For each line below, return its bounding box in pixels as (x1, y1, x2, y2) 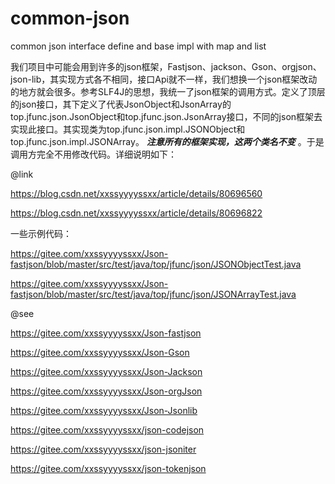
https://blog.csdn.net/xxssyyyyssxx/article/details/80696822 (10, 207, 263, 219)
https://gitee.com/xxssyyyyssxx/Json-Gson (10, 346, 190, 358)
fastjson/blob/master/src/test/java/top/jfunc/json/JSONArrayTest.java (10, 288, 297, 300)
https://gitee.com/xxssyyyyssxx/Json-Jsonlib (10, 404, 198, 416)
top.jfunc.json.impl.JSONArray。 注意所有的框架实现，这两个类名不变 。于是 (10, 135, 325, 147)
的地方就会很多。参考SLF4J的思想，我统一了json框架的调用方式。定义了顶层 (10, 85, 326, 97)
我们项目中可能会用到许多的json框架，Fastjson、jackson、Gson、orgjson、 (10, 60, 322, 72)
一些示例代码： (10, 227, 72, 239)
